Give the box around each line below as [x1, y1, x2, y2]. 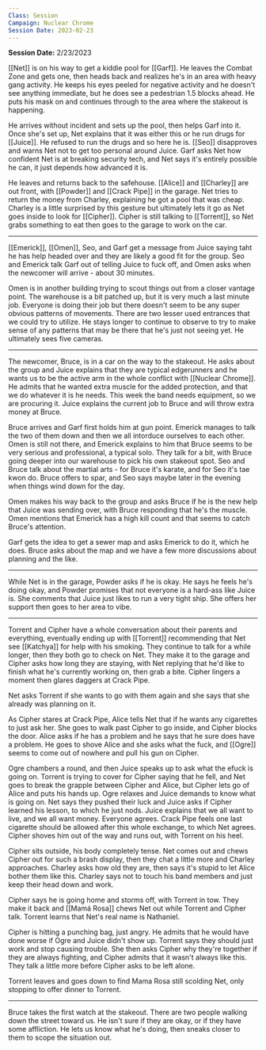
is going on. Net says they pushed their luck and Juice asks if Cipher [8, 797, 232, 807]
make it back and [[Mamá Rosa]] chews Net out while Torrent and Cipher [8, 904, 247, 913]
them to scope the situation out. [8, 1033, 112, 1042]
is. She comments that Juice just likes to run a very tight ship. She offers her [8, 594, 257, 603]
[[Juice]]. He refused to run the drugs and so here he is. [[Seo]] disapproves [8, 138, 257, 147]
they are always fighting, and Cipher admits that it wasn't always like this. [8, 953, 248, 962]
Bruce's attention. [8, 522, 66, 531]
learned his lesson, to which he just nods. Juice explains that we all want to [8, 805, 253, 816]
